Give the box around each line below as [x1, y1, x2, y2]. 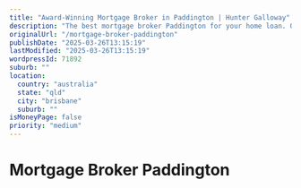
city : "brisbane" [17, 96, 82, 106]
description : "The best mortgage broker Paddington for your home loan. [9, 21, 287, 30]
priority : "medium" [9, 122, 82, 131]
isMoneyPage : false [9, 113, 82, 122]
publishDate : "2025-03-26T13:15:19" [9, 38, 146, 47]
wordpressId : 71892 [9, 55, 82, 64]
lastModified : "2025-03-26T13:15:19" [9, 47, 150, 56]
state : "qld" [17, 88, 66, 97]
